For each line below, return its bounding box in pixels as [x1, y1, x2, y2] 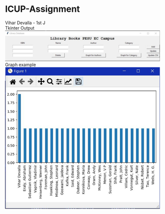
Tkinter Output [5, 25, 35, 31]
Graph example [5, 62, 36, 68]
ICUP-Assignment [5, 3, 80, 15]
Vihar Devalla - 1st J [5, 20, 46, 26]
